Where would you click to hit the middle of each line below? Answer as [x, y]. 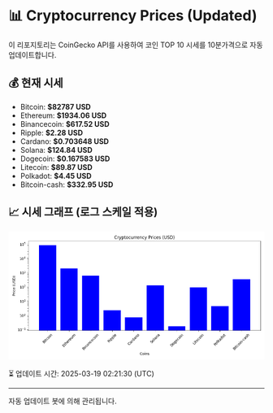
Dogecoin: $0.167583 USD [65, 159]
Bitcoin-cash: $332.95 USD [67, 185]
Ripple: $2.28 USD [52, 133]
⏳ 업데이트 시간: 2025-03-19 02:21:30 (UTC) [81, 373]
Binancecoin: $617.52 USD [65, 124]
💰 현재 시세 [36, 83]
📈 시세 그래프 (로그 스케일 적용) [83, 212]
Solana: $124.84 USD [56, 150]
